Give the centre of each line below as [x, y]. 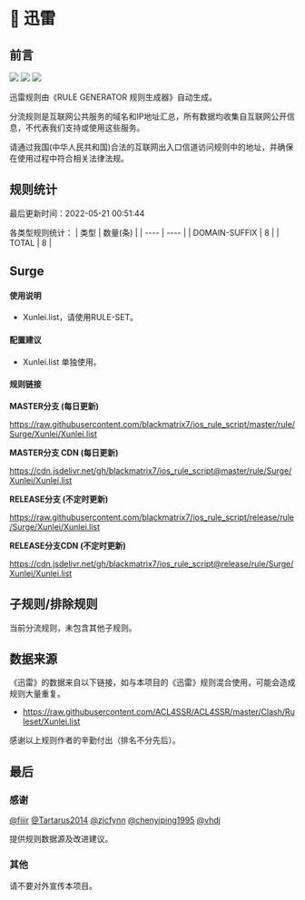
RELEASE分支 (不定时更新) [59, 499]
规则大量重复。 [37, 694]
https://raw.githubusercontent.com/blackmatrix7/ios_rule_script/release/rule [152, 517]
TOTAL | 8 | [31, 242]
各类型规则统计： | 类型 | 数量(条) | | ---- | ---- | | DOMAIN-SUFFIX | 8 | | [144, 232]
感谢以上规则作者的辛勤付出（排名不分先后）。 [95, 740]
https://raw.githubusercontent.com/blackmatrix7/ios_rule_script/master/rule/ [152, 424]
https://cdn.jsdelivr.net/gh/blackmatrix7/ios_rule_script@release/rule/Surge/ [152, 563]
